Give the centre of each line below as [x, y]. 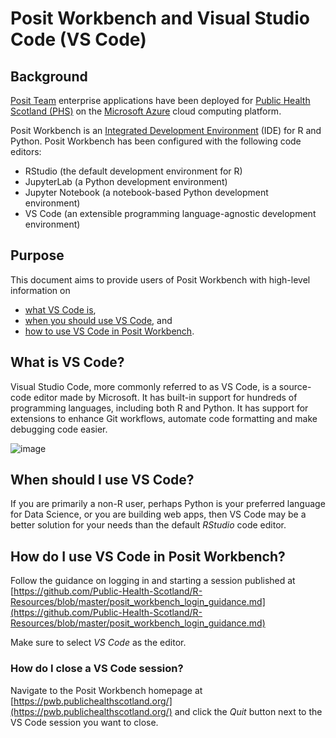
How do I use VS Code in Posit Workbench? [148, 556]
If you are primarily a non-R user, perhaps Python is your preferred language [168, 504]
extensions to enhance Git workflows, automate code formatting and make [164, 418]
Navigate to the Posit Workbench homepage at [106, 690]
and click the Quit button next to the [248, 711]
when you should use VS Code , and [98, 320]
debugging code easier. [59, 429]
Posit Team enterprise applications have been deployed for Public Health [160, 100]
